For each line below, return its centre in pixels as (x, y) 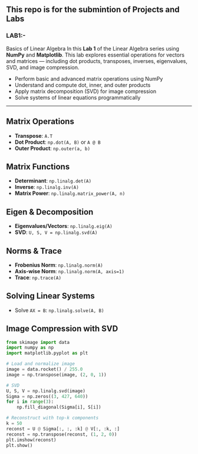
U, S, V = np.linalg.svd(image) (46, 391)
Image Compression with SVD (62, 329)
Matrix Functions (38, 166)
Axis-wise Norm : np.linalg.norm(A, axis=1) (70, 271)
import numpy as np (30, 348)
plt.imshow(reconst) (32, 440)
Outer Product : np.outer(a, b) (52, 148)
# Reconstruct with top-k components (52, 418)
